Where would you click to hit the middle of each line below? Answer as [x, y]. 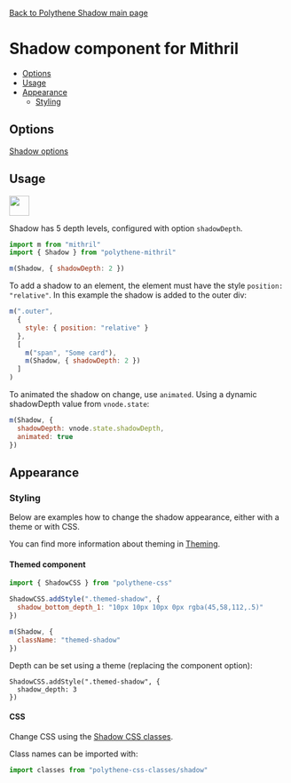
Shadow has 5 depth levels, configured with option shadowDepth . [126, 228]
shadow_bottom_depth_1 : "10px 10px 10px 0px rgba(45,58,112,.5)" [141, 608]
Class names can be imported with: [74, 754]
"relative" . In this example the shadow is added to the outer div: [128, 295]
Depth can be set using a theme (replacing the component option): [131, 665]
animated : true [45, 436]
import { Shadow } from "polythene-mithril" [93, 252]
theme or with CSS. [44, 527]
